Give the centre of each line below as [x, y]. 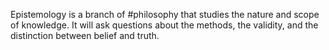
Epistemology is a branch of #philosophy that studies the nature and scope [165, 14]
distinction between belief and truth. [85, 35]
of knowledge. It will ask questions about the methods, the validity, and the [164, 25]
